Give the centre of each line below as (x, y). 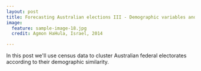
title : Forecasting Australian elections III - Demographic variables (96, 17)
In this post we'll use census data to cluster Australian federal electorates (96, 56)
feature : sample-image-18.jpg (49, 28)
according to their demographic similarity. (58, 62)
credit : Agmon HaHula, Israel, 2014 (57, 34)
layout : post (22, 12)
